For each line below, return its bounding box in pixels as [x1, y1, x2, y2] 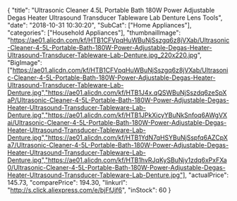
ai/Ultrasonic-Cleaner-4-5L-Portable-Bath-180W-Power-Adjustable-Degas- [7, 118, 227, 126]
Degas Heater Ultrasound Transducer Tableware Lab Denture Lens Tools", [7, 13, 223, 22]
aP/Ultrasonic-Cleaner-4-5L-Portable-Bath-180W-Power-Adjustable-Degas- [7, 96, 229, 104]
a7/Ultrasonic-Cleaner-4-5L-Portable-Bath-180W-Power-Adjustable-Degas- [7, 141, 229, 149]
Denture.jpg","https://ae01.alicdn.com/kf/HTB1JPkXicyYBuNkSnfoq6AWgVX [7, 111, 228, 119]
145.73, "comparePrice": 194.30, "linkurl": [7, 178, 128, 186]
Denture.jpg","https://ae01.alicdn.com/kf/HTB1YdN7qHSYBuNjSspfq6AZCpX [7, 133, 228, 142]
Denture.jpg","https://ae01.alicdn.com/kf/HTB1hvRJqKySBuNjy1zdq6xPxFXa [7, 156, 227, 164]
